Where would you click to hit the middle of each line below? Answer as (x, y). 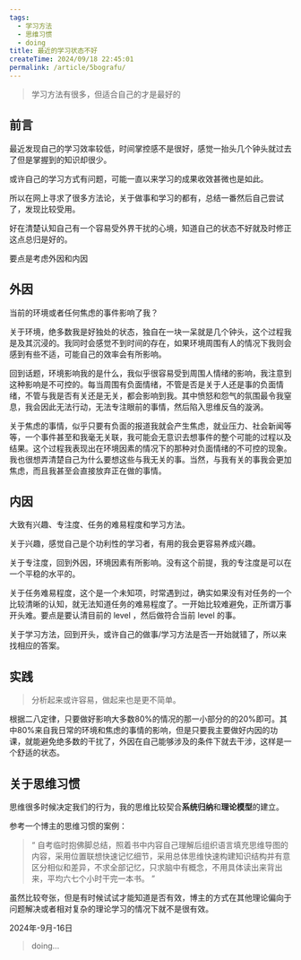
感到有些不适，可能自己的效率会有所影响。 (88, 354)
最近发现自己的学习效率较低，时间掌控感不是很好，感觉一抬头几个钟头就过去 (150, 148)
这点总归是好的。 (41, 239)
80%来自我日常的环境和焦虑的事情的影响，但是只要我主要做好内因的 (143, 731)
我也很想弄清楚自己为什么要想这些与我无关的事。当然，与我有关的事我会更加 (150, 459)
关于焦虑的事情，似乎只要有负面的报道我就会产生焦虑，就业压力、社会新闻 (146, 426)
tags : (19, 17)
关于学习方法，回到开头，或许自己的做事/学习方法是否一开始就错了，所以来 (148, 635)
